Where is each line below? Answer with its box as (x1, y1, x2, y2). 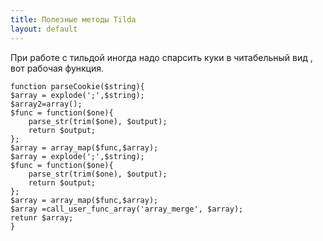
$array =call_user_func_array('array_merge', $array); (10, 204, 244, 214)
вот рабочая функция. (10, 62, 105, 74)
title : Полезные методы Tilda (10, 14, 137, 25)
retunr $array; (10, 212, 74, 223)
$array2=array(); (10, 99, 83, 109)
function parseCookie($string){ (10, 81, 145, 91)
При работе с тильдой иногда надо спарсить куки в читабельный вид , (10, 51, 313, 63)
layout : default (10, 24, 78, 34)
